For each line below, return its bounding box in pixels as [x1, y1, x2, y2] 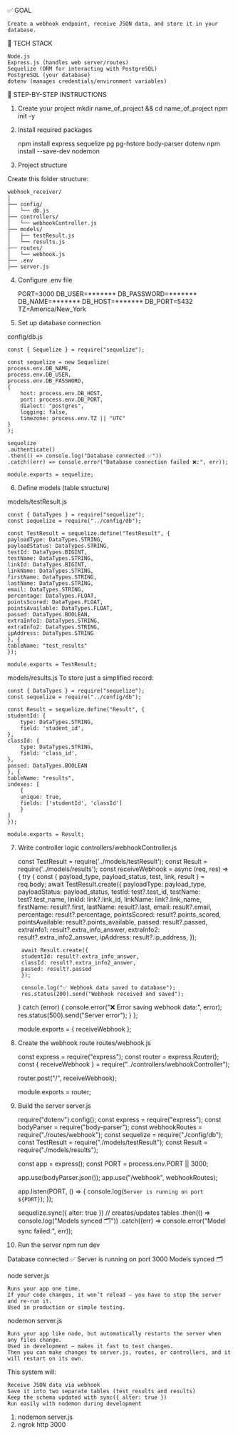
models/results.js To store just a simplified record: [7, 673, 155, 682]
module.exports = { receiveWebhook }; [17, 1025, 132, 1033]
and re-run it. [7, 1298, 53, 1305]
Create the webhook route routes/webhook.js [17, 1039, 151, 1047]
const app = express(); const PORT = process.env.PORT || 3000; [17, 1159, 209, 1168]
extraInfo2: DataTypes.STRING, [7, 623, 100, 631]
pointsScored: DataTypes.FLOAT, [7, 599, 103, 606]
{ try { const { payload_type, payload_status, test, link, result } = [17, 872, 205, 880]
